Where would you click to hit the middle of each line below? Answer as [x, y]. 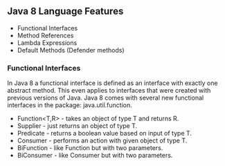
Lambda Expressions [47, 43]
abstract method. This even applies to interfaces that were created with [109, 91]
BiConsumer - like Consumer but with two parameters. [95, 156]
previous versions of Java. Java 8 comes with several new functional [106, 98]
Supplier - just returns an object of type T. [77, 126]
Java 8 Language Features [65, 11]
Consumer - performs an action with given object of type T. [102, 140]
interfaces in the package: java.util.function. [70, 105]
